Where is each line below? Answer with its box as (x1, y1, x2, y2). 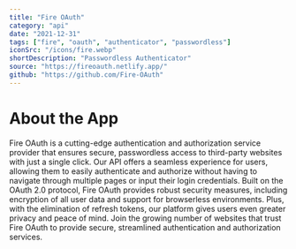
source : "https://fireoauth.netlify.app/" (9, 63, 168, 72)
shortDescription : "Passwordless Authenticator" (9, 54, 192, 63)
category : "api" (9, 21, 69, 30)
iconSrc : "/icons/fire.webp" (9, 46, 117, 55)
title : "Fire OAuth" (9, 12, 86, 22)
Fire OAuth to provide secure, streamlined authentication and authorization (9, 222, 281, 232)
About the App (9, 108, 119, 128)
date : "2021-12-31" (9, 29, 81, 38)
